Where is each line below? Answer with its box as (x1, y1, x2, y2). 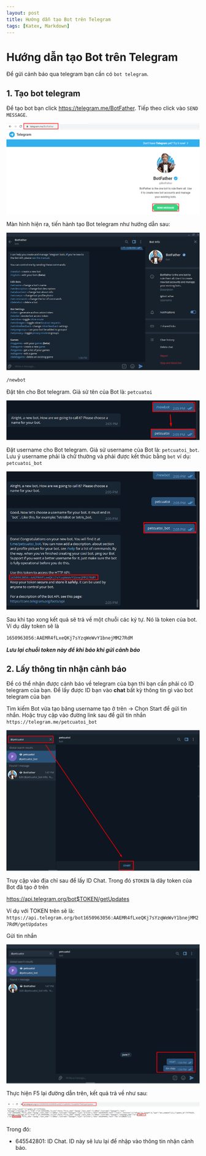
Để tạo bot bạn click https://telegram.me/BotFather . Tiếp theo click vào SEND (6, 104, 198, 112)
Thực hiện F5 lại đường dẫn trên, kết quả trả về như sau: (6, 1090, 148, 1097)
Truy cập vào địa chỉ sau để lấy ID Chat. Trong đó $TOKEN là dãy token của (6, 877, 192, 884)
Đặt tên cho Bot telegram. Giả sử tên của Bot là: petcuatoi (6, 388, 153, 396)
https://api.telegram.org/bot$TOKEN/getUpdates (6, 895, 130, 902)
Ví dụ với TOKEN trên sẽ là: (6, 907, 75, 915)
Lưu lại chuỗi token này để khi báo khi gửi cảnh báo (6, 646, 140, 654)
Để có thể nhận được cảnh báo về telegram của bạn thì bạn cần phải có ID (6, 680, 194, 687)
